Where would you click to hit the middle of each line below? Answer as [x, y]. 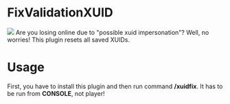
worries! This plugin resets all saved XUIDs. [69, 40]
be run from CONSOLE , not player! [56, 93]
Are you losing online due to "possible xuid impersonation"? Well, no [112, 32]
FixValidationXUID [60, 13]
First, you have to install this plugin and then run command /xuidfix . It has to [115, 86]
